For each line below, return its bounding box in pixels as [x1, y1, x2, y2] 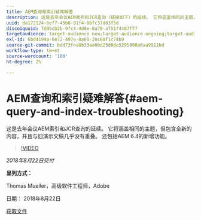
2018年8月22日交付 [6, 157, 54, 164]
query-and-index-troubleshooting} [6, 105, 184, 118]
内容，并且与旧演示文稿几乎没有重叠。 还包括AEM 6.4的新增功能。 [6, 133, 170, 140]
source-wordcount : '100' [6, 53, 68, 59]
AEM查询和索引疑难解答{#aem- [6, 91, 163, 105]
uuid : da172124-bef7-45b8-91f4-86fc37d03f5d [6, 20, 119, 26]
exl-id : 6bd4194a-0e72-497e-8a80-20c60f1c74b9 [6, 36, 124, 42]
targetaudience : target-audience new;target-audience [6, 31, 144, 37]
